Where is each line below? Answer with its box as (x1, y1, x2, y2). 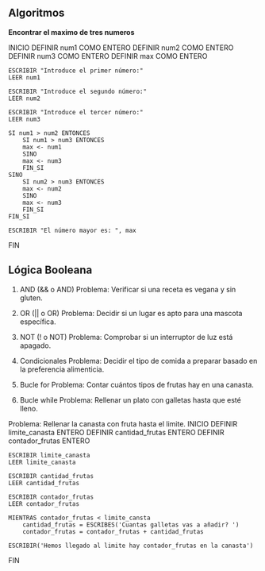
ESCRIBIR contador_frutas (8, 492, 94, 501)
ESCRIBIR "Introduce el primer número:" (8, 67, 144, 75)
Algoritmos (8, 6, 65, 20)
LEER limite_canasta (8, 458, 77, 466)
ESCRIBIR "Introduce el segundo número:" (8, 87, 148, 95)
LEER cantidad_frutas (8, 479, 80, 487)
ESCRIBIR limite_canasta (8, 451, 90, 459)
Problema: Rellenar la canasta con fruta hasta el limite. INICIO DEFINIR (8, 419, 238, 428)
